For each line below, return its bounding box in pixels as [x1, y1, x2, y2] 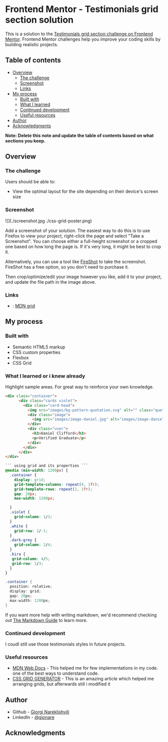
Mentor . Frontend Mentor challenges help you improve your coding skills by [5, 36, 161, 42]
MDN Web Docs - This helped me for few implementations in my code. [12, 665, 158, 671]
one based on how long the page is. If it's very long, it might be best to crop [5, 243, 161, 250]
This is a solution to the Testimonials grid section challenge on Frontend [5, 31, 153, 37]
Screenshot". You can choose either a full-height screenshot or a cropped [5, 238, 157, 244]
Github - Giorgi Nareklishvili [12, 709, 69, 715]
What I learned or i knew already [5, 373, 85, 380]
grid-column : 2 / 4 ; [14, 542, 52, 548]
